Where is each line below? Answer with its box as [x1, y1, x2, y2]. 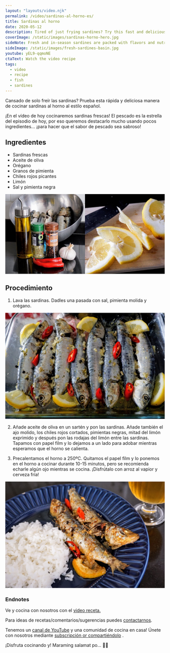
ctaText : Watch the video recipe [5, 56, 76, 61]
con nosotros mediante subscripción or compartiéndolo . [5, 632, 124, 638]
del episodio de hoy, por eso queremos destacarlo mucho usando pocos [5, 118, 157, 124]
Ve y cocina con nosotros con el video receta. [5, 607, 101, 613]
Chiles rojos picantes [12, 173, 57, 179]
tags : [5, 61, 17, 67]
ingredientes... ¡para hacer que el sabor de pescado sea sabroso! [5, 123, 142, 129]
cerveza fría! [12, 472, 39, 478]
